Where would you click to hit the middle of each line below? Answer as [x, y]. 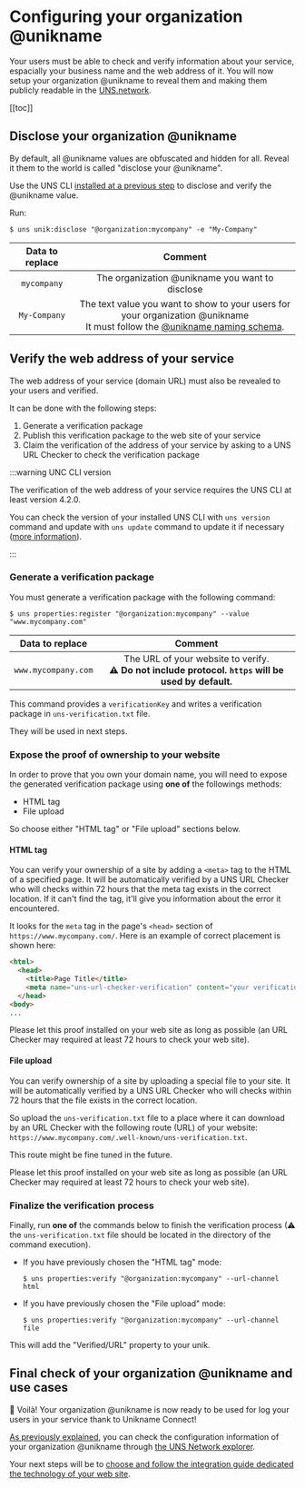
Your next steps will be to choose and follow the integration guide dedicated [152, 1463]
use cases [39, 1388]
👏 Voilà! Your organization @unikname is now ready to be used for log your [149, 1409]
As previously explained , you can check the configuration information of [144, 1436]
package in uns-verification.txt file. [80, 713]
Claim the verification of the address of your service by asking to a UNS [157, 445]
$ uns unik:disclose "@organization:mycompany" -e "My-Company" [133, 229]
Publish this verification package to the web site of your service [142, 435]
